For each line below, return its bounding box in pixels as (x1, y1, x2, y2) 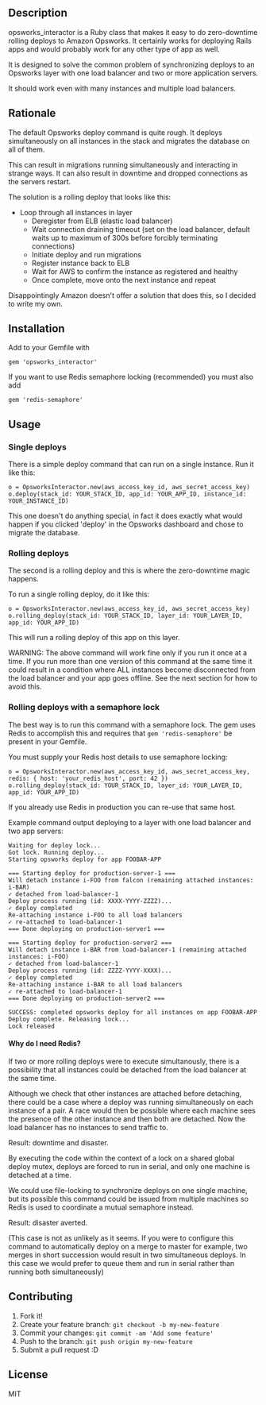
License (8, 1368, 48, 1381)
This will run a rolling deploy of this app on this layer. (8, 633, 180, 643)
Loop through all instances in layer (19, 207, 133, 217)
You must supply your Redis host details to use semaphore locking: (8, 752, 228, 762)
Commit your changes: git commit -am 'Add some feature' (19, 1328, 214, 1337)
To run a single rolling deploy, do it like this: (8, 589, 150, 599)
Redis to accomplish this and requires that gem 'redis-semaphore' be (8, 728, 233, 738)
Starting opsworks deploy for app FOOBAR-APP (8, 855, 161, 863)
